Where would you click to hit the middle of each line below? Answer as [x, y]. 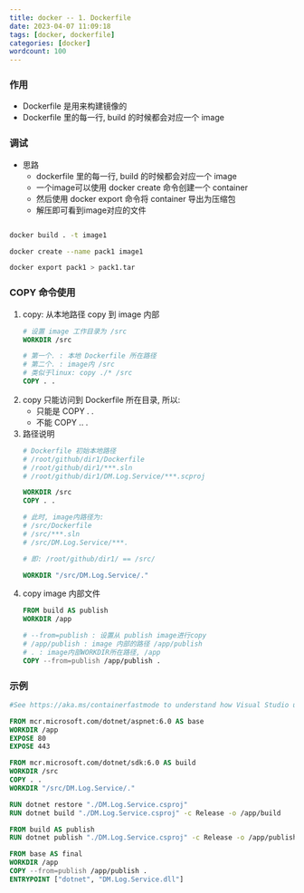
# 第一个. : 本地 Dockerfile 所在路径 [89, 356]
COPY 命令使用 [43, 293]
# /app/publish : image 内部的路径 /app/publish [112, 644]
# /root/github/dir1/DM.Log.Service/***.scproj [114, 476]
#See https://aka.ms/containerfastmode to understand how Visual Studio [149, 705]
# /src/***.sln [51, 534]
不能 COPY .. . [62, 422]
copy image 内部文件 [62, 593]
